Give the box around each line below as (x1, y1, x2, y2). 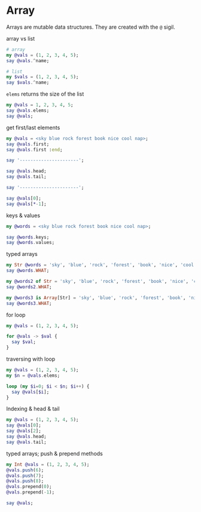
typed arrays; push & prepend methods (6, 450, 103, 457)
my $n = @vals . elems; (6, 372, 60, 379)
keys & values (6, 212, 41, 219)
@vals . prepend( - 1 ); (6, 489, 55, 495)
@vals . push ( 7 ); (6, 473, 44, 479)
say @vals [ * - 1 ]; (6, 201, 47, 207)
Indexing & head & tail (6, 405, 60, 413)
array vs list (6, 35, 35, 42)
